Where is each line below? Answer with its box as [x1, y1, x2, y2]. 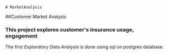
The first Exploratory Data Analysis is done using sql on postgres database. [5, 44, 164, 50]
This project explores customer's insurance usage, [5, 26, 134, 33]
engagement [5, 32, 38, 39]
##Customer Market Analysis [5, 14, 67, 20]
